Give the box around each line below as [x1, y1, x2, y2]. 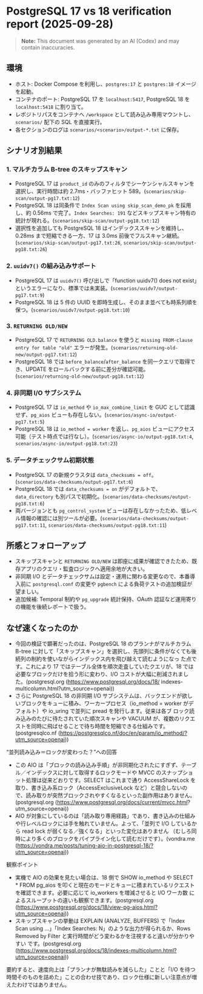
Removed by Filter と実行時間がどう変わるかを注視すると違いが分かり [15, 933, 190, 940]
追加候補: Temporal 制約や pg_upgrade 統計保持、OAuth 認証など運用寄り [15, 596, 197, 603]
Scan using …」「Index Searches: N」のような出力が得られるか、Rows [15, 925, 191, 932]
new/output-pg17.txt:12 [15, 352, 76, 358]
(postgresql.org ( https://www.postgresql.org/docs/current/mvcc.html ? [15, 799, 191, 806]
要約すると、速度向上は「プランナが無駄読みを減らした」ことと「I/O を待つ [6, 966, 196, 973]
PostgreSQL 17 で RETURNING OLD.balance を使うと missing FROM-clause [15, 336, 193, 344]
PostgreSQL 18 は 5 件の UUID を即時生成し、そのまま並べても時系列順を [15, 298, 198, 305]
